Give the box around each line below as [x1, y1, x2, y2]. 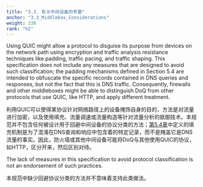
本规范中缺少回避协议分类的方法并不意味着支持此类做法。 [6, 174, 149, 182]
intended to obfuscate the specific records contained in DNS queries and [6, 74, 188, 81]
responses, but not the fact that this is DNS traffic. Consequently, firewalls [6, 81, 191, 88]
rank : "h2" [6, 25, 34, 32]
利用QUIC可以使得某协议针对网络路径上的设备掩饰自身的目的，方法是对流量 [6, 106, 195, 113]
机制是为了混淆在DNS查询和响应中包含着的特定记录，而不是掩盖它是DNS [11, 128, 193, 136]
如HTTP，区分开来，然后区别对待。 [6, 144, 95, 151]
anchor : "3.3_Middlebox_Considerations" [6, 14, 110, 21]
